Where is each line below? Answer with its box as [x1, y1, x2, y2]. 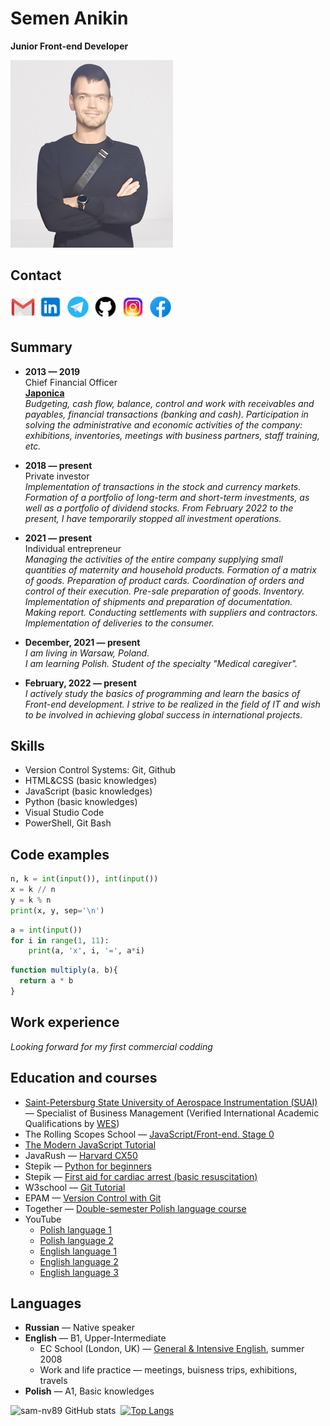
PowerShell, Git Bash [24, 817, 112, 829]
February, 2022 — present [24, 677, 137, 689]
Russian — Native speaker [24, 1322, 135, 1334]
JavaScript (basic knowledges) [24, 785, 153, 797]
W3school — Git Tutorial [24, 1181, 126, 1193]
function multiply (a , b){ [10, 965, 118, 976]
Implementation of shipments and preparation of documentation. [24, 595, 293, 607]
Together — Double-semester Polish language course [24, 1202, 247, 1214]
